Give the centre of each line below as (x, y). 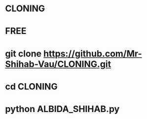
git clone (23, 53)
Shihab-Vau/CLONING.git (58, 64)
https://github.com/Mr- (93, 53)
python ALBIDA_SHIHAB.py (62, 109)
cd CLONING (31, 86)
